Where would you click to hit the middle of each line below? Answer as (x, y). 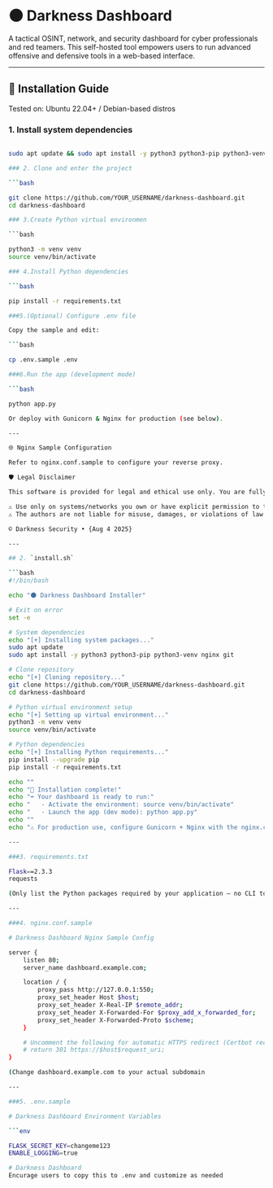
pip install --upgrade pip (54, 760)
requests (23, 879)
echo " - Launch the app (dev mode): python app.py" (103, 813)
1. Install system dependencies (71, 129)
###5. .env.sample (39, 1102)
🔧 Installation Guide (59, 89)
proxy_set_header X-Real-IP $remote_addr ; (110, 1005)
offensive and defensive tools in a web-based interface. (102, 55)
